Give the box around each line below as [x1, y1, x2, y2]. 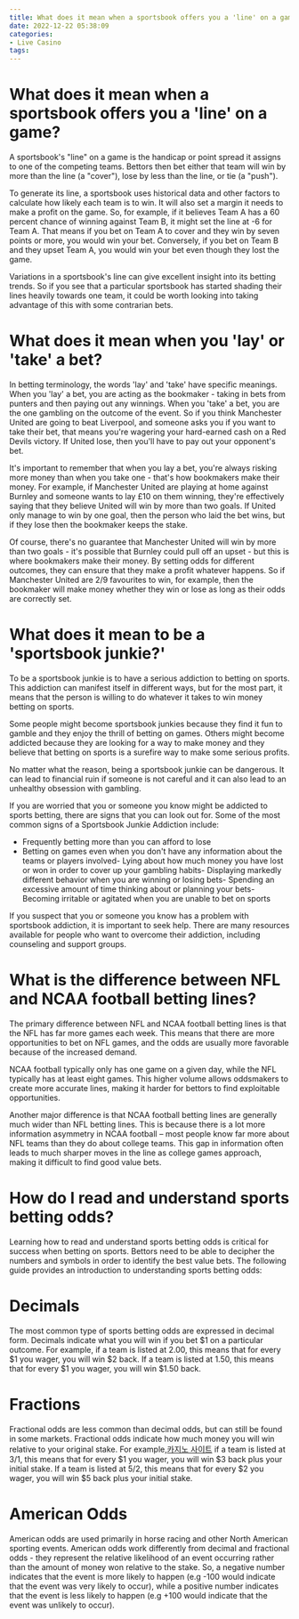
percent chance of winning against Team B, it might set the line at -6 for [9, 216, 273, 227]
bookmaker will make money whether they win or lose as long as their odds [9, 584, 286, 595]
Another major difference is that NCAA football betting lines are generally [9, 1109, 278, 1120]
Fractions [9, 1394, 81, 1414]
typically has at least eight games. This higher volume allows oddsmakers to [9, 1073, 289, 1084]
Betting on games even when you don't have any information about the [21, 846, 283, 856]
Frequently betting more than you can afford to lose [21, 836, 212, 846]
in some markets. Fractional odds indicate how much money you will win [9, 1433, 275, 1444]
